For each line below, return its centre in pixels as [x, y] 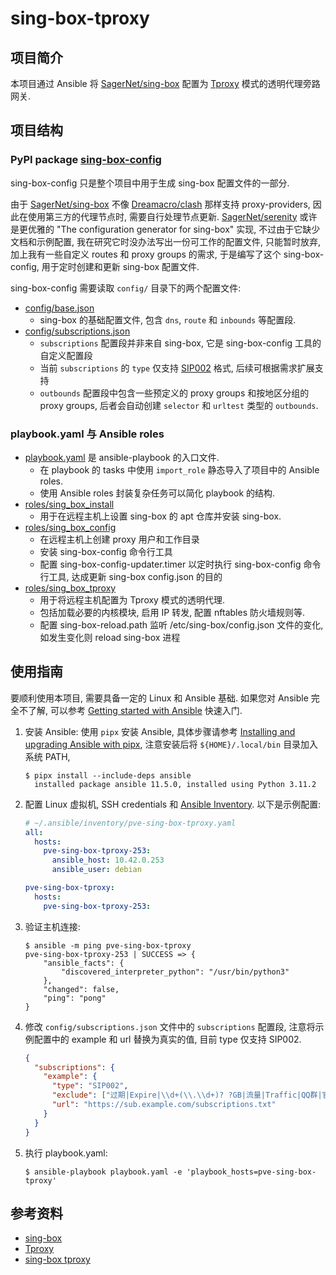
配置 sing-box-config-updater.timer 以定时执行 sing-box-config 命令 [180, 564]
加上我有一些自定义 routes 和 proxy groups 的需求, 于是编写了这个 [146, 254]
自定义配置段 [66, 355]
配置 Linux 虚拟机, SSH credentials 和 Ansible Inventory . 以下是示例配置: [173, 804]
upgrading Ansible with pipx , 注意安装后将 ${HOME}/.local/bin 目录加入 [171, 744]
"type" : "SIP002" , [90, 1086]
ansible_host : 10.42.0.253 [108, 860]
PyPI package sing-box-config [86, 160]
